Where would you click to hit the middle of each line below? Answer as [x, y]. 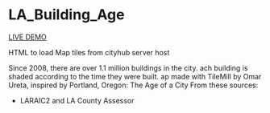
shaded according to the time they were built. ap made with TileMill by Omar [135, 76]
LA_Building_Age [66, 15]
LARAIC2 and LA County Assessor [77, 100]
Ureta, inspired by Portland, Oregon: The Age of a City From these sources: [133, 85]
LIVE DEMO [27, 37]
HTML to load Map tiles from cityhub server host [89, 52]
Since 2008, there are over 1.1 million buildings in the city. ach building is [128, 68]
